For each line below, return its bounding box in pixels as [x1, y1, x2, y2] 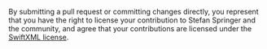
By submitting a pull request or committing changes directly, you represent [8, 7, 259, 16]
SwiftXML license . [8, 32, 69, 42]
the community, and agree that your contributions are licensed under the [8, 24, 252, 33]
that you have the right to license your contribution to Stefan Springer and [8, 15, 256, 25]
